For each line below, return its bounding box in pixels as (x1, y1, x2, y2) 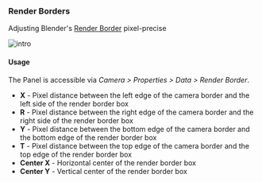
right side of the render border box (19, 115, 133, 125)
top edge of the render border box (19, 149, 133, 159)
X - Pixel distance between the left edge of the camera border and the (19, 90, 250, 100)
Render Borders (8, 6, 71, 17)
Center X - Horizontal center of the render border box (19, 157, 197, 168)
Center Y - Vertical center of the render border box (19, 166, 188, 176)
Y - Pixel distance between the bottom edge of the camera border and (19, 124, 250, 134)
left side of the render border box (19, 99, 129, 108)
